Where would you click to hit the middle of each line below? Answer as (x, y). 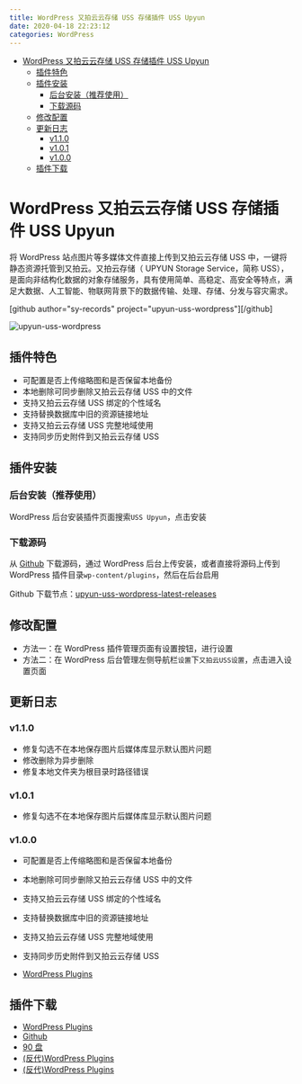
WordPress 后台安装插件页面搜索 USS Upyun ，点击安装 (108, 516)
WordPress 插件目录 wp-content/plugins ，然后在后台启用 (114, 575)
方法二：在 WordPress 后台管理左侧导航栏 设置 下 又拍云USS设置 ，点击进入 (153, 659)
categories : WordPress (52, 34)
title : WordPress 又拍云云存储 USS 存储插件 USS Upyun (107, 18)
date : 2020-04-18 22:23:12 (60, 26)
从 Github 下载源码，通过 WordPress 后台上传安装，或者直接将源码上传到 (145, 564)
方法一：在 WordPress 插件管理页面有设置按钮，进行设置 (128, 648)
